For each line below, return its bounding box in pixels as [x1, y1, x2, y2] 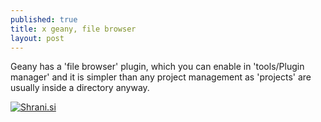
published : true [10, 14, 78, 25]
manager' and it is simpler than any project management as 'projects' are [10, 71, 312, 83]
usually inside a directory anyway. [10, 82, 150, 94]
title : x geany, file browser [10, 24, 137, 34]
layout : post [10, 33, 65, 43]
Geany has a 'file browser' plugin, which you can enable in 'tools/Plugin [10, 61, 305, 73]
